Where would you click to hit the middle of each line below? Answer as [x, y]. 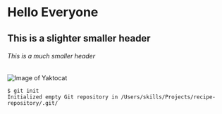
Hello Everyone [53, 12]
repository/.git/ [33, 103]
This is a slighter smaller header [79, 38]
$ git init [23, 91]
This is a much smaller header [51, 56]
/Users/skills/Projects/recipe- [168, 97]
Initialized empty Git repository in [63, 97]
